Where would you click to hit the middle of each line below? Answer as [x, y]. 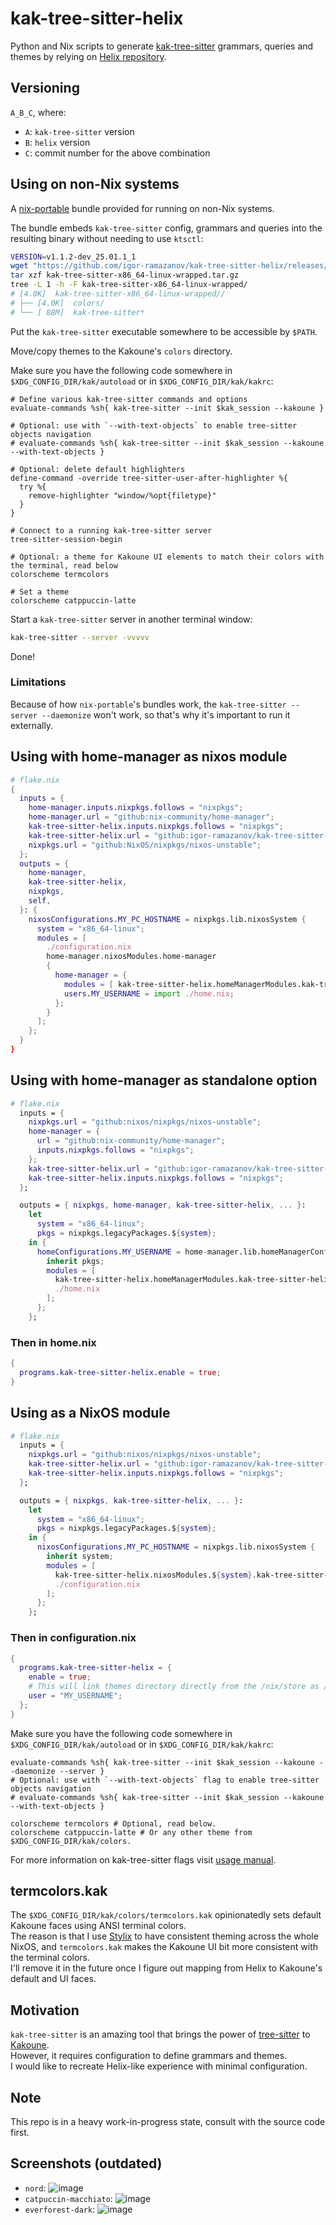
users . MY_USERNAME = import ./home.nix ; [149, 993]
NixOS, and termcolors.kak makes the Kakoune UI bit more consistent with [164, 1947]
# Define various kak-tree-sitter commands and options [129, 399]
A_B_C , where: [38, 112]
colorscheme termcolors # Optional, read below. [113, 1823]
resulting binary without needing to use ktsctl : [107, 238]
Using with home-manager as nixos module [149, 757]
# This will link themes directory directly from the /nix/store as [174, 1687]
